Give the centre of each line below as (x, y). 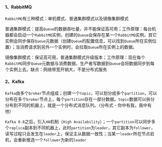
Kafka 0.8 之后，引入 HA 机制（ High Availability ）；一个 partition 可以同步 (78, 122)
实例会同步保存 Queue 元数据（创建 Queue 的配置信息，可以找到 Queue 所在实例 (79, 41)
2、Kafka (15, 82)
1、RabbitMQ (18, 7)
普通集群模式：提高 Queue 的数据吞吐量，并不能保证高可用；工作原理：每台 (78, 29)
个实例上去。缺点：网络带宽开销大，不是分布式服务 (56, 69)
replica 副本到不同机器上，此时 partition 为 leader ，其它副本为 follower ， (82, 128)
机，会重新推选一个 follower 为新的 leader (46, 140)
